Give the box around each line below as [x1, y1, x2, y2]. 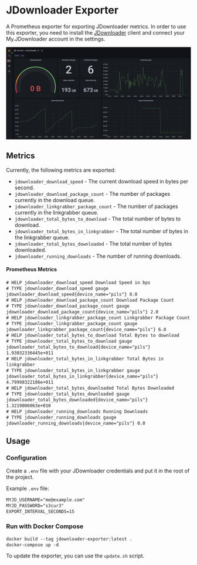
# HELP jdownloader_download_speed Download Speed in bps [6, 280, 151, 285]
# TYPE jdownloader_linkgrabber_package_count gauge [6, 321, 138, 326]
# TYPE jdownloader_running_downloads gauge [6, 414, 117, 420]
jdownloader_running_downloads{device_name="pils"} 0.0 [6, 420, 145, 426]
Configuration [6, 454, 47, 462]
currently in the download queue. [14, 196, 95, 203]
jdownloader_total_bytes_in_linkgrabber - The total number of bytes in [14, 227, 189, 234]
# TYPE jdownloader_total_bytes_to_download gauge [6, 338, 133, 344]
